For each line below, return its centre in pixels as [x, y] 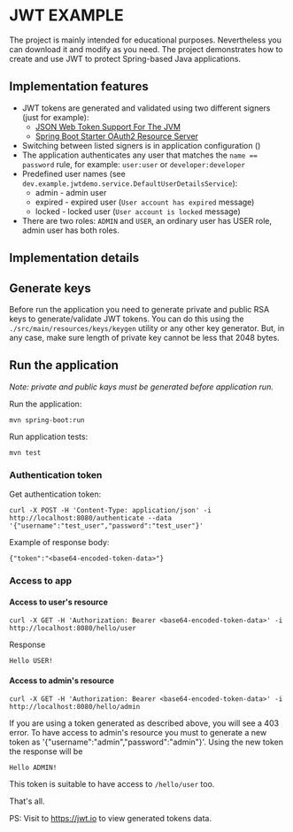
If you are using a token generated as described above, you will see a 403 [144, 723]
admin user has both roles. [70, 230]
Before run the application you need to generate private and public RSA [139, 309]
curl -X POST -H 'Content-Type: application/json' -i [111, 511]
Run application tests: [49, 436]
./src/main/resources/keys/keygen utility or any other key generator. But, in [147, 327]
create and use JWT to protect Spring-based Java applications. [125, 58]
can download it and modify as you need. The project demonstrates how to [146, 49]
